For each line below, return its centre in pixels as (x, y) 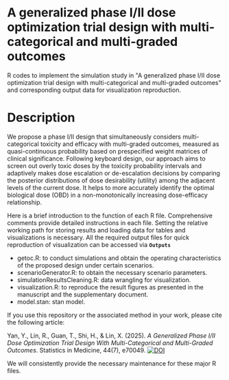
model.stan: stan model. (51, 301)
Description (41, 118)
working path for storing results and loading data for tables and (96, 230)
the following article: (36, 322)
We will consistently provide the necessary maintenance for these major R (112, 363)
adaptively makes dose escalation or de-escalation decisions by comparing (114, 173)
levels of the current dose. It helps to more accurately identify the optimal (111, 187)
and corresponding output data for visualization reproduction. (94, 90)
